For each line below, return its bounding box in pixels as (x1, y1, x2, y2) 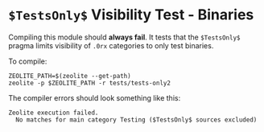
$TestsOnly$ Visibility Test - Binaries (8, 6, 254, 24)
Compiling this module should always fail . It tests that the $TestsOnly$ (8, 32, 241, 42)
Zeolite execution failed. (8, 109, 99, 117)
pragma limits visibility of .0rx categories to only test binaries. (8, 40, 214, 50)
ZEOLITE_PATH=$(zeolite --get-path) (8, 72, 131, 80)
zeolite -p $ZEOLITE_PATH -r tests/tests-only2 (8, 79, 171, 87)
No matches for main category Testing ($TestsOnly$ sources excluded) (15, 115, 258, 124)
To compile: (8, 56, 47, 66)
